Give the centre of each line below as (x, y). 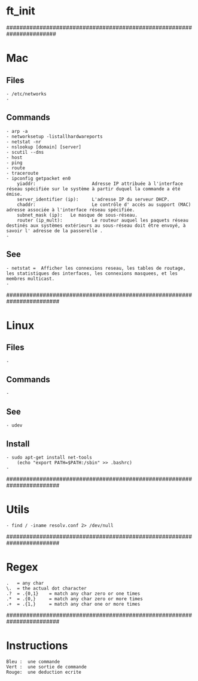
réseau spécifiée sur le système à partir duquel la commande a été (93, 189)
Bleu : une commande (33, 662)
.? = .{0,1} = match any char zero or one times (73, 594)
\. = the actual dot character (46, 588)
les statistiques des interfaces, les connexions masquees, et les (92, 273)
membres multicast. (31, 279)
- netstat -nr (24, 142)
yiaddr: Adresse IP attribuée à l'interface (100, 184)
